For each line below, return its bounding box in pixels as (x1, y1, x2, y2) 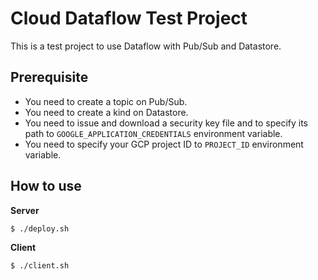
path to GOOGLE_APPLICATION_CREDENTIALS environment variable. (24, 127, 283, 139)
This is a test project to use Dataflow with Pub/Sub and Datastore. (10, 40, 282, 52)
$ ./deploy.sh (10, 223, 70, 234)
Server (10, 204, 40, 216)
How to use (10, 178, 82, 195)
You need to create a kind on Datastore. (24, 106, 189, 118)
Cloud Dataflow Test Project (10, 7, 248, 30)
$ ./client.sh (10, 261, 70, 271)
